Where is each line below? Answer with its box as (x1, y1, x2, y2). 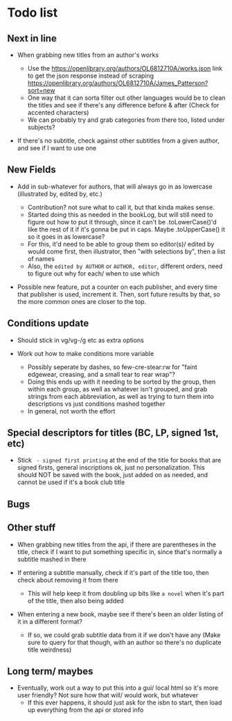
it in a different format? (17, 617, 83, 625)
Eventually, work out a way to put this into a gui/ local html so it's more (17, 684, 219, 692)
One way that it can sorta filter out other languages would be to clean (27, 94, 226, 102)
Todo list (7, 5, 58, 21)
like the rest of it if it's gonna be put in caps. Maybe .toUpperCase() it (27, 225, 225, 233)
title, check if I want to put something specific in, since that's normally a (17, 547, 223, 555)
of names (27, 254, 55, 262)
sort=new (27, 87, 55, 94)
